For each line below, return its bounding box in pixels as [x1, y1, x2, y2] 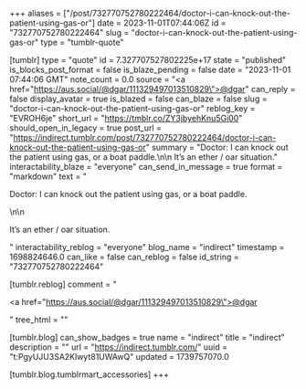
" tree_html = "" [9, 314, 69, 325]
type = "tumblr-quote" [40, 37, 124, 47]
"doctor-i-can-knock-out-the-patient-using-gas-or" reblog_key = [9, 103, 256, 113]
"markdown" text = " [9, 171, 87, 182]
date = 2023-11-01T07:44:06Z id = [97, 17, 227, 28]
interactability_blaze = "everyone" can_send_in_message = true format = [9, 162, 283, 172]
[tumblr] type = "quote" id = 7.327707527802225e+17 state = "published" [9, 55, 287, 65]
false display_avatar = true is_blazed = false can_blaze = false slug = [9, 93, 268, 104]
